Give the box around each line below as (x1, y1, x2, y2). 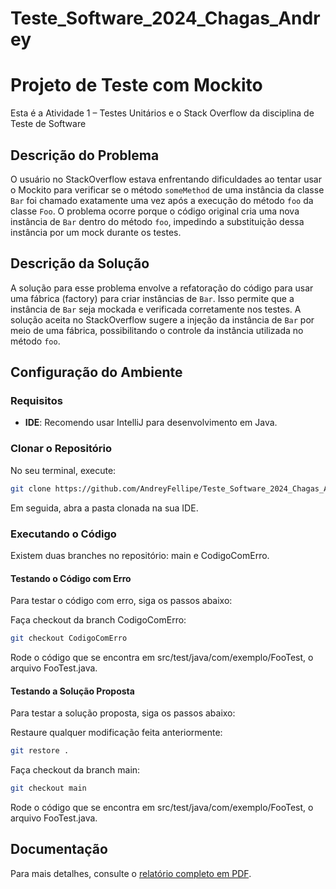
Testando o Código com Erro (10, 572, 132, 584)
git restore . (10, 746, 70, 756)
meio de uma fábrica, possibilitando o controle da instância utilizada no (10, 324, 304, 336)
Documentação (10, 841, 108, 858)
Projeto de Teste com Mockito (10, 74, 263, 97)
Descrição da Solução (10, 255, 150, 272)
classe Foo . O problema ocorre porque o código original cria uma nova (10, 205, 300, 217)
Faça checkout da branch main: (10, 764, 141, 776)
